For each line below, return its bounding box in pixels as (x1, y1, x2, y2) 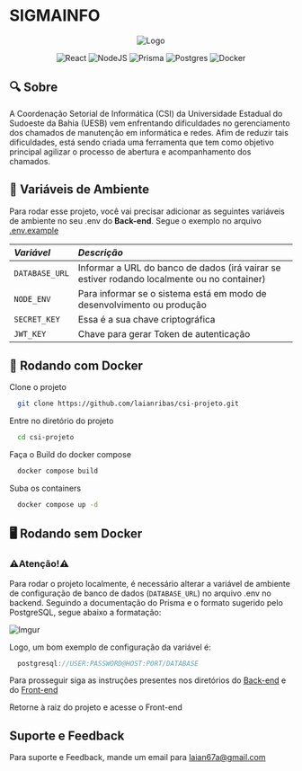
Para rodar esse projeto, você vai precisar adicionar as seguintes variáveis (9, 206, 285, 217)
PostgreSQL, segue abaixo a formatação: (9, 607, 162, 617)
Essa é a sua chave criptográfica (77, 313, 216, 325)
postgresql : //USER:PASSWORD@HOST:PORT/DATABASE (17, 659, 200, 668)
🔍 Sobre (9, 80, 58, 95)
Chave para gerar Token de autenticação (77, 327, 251, 340)
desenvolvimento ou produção (77, 298, 207, 311)
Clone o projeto (9, 382, 67, 393)
